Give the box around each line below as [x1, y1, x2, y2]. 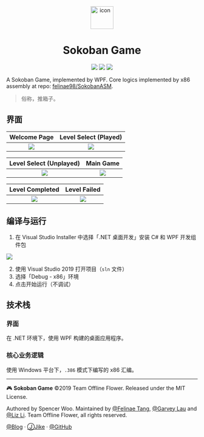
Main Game [86, 159, 120, 168]
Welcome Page [9, 133, 54, 141]
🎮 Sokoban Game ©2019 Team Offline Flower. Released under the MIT [6, 384, 186, 391]
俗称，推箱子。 [21, 95, 59, 102]
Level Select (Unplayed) [9, 159, 80, 168]
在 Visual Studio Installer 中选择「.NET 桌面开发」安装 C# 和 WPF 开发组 [15, 233, 196, 240]
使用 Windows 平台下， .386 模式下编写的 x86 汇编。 [6, 366, 138, 373]
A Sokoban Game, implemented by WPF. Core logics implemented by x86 [6, 76, 190, 83]
